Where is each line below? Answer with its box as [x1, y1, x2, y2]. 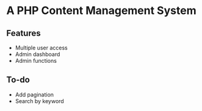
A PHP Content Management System [6, 4, 197, 18]
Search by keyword [15, 97, 64, 104]
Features [6, 28, 41, 38]
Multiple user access [15, 44, 68, 51]
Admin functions [15, 57, 57, 64]
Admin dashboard [15, 51, 60, 58]
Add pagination [15, 91, 54, 98]
